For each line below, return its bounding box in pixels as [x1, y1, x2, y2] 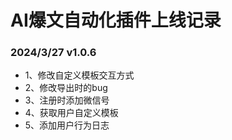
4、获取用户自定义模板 [24, 107, 119, 119]
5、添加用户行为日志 [24, 119, 110, 131]
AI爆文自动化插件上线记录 [10, 9, 222, 32]
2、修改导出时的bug [24, 82, 108, 94]
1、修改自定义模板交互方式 [24, 69, 135, 81]
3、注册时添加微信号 [24, 94, 110, 106]
